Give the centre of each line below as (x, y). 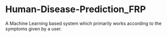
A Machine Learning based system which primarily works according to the (83, 23)
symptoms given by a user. (34, 28)
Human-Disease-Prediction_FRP (76, 9)
